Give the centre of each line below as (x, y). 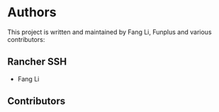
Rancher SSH (37, 62)
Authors (32, 12)
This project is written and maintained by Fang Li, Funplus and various (109, 32)
